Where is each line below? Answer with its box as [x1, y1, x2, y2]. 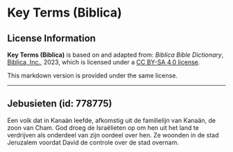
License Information [7, 32, 96, 44]
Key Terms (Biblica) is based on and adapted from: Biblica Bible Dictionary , [7, 50, 224, 59]
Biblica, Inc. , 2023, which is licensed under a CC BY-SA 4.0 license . [7, 58, 200, 66]
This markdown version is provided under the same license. [7, 71, 178, 79]
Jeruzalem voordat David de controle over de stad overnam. [7, 138, 179, 146]
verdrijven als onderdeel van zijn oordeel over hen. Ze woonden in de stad [7, 131, 220, 139]
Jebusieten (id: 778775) [7, 98, 112, 110]
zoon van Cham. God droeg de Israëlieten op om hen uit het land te [7, 123, 199, 132]
